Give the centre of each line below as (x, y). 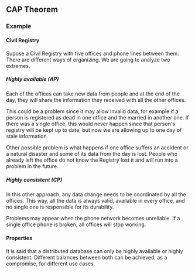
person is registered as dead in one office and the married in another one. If (97, 118)
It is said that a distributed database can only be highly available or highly (95, 251)
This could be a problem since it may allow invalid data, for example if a (92, 111)
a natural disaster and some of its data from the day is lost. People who (92, 154)
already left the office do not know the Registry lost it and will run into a (92, 160)
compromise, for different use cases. (51, 264)
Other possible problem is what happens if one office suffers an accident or (97, 148)
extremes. (18, 66)
